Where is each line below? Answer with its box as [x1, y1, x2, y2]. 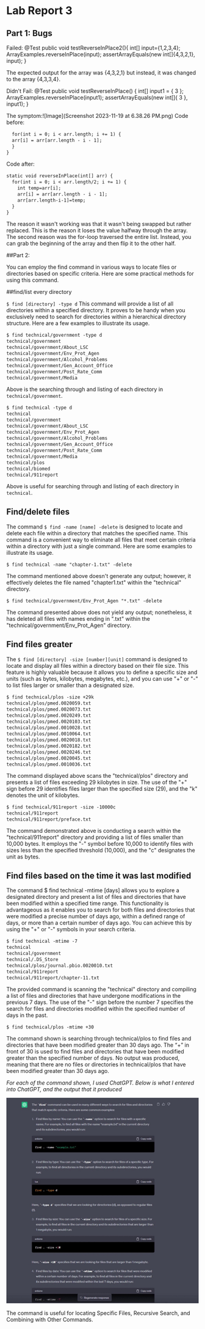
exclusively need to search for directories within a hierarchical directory [6, 313, 187, 320]
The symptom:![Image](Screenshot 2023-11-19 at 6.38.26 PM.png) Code [6, 112, 189, 119]
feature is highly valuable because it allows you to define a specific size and [6, 668, 198, 676]
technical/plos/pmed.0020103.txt [6, 719, 92, 725]
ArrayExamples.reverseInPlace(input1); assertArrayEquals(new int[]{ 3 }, [6, 94, 188, 101]
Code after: [6, 160, 35, 167]
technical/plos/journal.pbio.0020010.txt [6, 963, 113, 969]
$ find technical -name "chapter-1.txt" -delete [6, 562, 132, 568]
